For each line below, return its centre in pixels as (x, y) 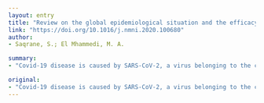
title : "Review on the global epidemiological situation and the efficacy (133, 23)
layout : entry (31, 15)
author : (21, 37)
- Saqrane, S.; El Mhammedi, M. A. (66, 44)
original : (24, 80)
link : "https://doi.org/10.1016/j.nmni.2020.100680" (96, 30)
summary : (22, 59)
